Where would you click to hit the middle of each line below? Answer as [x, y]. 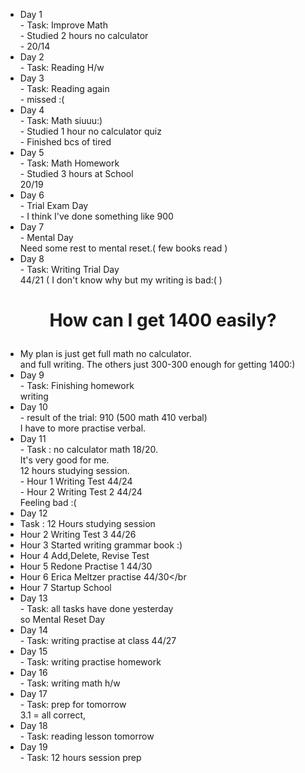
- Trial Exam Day [54, 205]
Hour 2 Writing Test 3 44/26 [78, 535]
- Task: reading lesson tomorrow [87, 736]
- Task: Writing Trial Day [69, 269]
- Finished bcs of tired [65, 142]
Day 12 [33, 513]
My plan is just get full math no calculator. [105, 354]
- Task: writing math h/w [70, 683]
